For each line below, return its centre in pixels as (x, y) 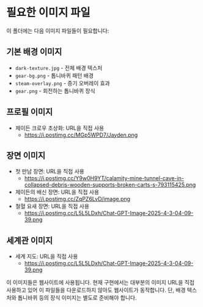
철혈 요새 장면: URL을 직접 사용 (52, 207)
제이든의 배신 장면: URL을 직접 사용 (57, 192)
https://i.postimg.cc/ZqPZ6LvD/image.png (77, 199)
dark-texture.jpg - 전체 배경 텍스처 (59, 67)
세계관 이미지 (30, 241)
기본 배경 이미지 (34, 52)
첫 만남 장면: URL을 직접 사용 (50, 172)
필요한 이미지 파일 (48, 13)
